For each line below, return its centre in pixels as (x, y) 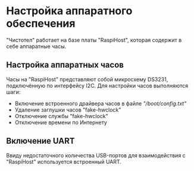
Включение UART (40, 141)
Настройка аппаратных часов (65, 65)
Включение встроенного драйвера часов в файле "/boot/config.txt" (101, 103)
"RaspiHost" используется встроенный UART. (64, 161)
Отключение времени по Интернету (61, 122)
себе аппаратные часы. (36, 46)
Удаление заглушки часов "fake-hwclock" (68, 110)
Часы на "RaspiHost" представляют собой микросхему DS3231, (87, 79)
